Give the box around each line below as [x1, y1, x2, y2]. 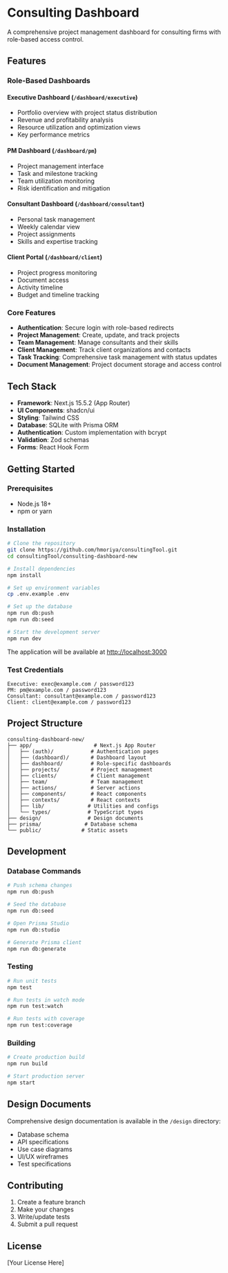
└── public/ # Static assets [7, 826, 129, 834]
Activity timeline [17, 283, 64, 292]
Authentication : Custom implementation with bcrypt [17, 428, 167, 437]
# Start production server [7, 1073, 85, 1080]
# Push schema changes [7, 882, 73, 889]
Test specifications [17, 1159, 71, 1168]
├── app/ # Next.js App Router [7, 742, 156, 749]
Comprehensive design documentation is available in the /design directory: [7, 1116, 221, 1125]
